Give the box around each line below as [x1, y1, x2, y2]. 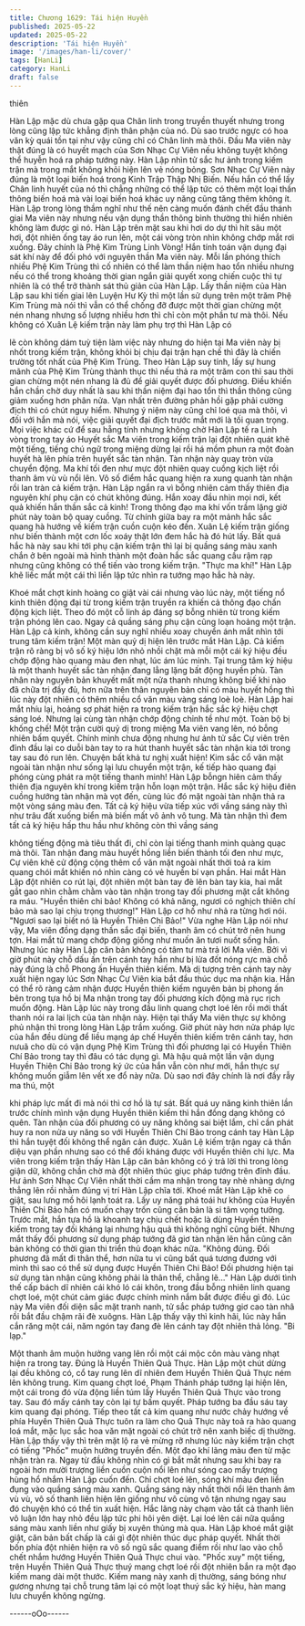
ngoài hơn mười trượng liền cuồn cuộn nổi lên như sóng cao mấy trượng [9, 1464, 278, 1475]
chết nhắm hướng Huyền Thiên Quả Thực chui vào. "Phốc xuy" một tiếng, [9, 1551, 286, 1562]
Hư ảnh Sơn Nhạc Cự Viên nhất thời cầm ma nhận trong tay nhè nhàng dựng [9, 1174, 296, 1186]
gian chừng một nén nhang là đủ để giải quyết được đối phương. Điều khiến [9, 375, 292, 386]
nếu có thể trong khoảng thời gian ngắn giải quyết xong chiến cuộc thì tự [9, 270, 282, 281]
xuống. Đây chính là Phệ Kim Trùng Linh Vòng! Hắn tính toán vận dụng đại [9, 241, 287, 252]
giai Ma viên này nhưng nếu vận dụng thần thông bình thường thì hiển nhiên [9, 212, 293, 224]
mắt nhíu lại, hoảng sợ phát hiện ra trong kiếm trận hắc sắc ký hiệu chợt [9, 704, 279, 714]
